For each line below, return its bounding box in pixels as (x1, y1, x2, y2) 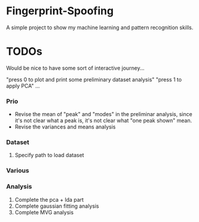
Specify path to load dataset (14, 152, 84, 159)
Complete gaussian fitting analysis (14, 202, 99, 210)
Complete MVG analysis (14, 208, 74, 215)
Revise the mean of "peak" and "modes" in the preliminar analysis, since (14, 111, 192, 118)
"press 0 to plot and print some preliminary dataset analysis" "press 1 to (6, 76, 182, 83)
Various (6, 167, 30, 175)
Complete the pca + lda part (14, 196, 84, 203)
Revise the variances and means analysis (14, 123, 116, 130)
